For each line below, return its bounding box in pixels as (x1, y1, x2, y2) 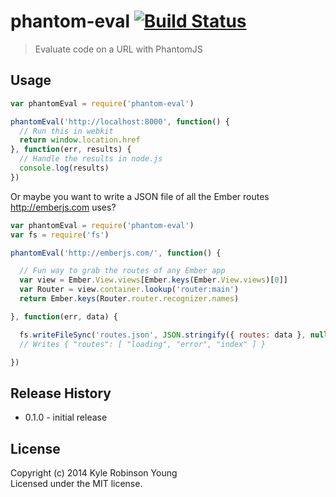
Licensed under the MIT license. (10, 478, 143, 489)
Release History (10, 385, 112, 402)
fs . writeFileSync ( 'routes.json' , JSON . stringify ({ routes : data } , (19, 330, 307, 340)
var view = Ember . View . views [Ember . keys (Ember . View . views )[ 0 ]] (19, 275, 288, 285)
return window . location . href (19, 135, 141, 145)
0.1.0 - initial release (24, 411, 108, 424)
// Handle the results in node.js (19, 154, 163, 164)
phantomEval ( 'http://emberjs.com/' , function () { (10, 248, 222, 258)
